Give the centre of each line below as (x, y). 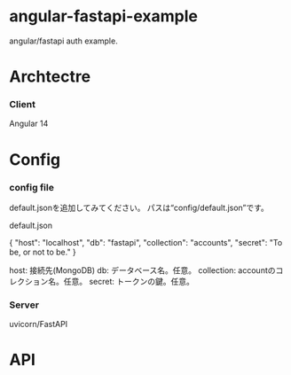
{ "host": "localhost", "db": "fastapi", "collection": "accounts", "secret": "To (146, 242)
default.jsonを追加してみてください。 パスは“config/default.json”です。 (139, 207)
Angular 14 (29, 124)
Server (24, 305)
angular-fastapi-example (103, 16)
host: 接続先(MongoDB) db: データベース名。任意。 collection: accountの (142, 270)
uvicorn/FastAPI (39, 324)
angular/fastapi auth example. (63, 41)
